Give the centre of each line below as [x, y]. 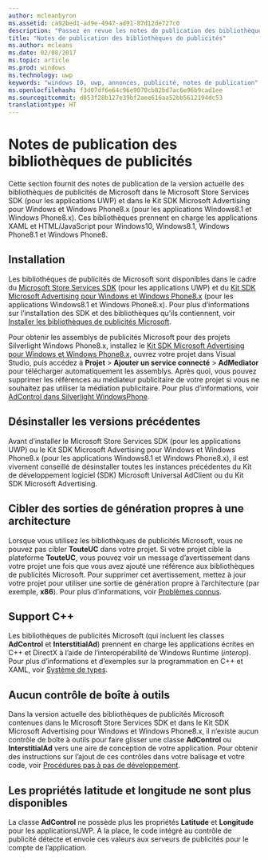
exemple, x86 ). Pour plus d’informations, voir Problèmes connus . [115, 591]
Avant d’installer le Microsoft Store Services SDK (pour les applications [125, 441]
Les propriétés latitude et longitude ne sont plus [130, 790]
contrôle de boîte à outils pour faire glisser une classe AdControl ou [120, 740]
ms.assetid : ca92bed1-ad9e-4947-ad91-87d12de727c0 [94, 23]
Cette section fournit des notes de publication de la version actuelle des [126, 184]
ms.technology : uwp [41, 75]
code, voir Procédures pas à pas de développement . [95, 766]
